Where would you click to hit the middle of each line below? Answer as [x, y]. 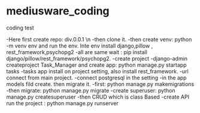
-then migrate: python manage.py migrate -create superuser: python [91, 90]
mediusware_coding [58, 11]
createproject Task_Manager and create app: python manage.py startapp [96, 65]
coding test [20, 28]
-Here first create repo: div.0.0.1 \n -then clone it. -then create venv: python [99, 39]
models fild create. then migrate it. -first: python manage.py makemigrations [100, 84]
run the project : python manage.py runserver [62, 103]
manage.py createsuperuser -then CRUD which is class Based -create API [98, 97]
